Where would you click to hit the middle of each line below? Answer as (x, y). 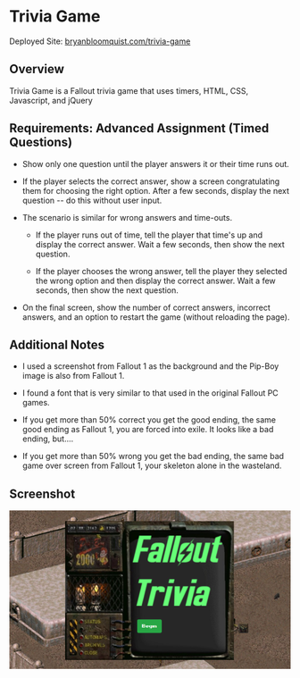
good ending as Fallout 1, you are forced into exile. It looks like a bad (148, 430)
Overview (37, 69)
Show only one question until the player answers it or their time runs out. (156, 163)
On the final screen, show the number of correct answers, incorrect (146, 307)
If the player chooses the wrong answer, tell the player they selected (161, 271)
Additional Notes (57, 344)
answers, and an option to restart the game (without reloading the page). (156, 317)
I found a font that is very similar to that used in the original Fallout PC (150, 393)
